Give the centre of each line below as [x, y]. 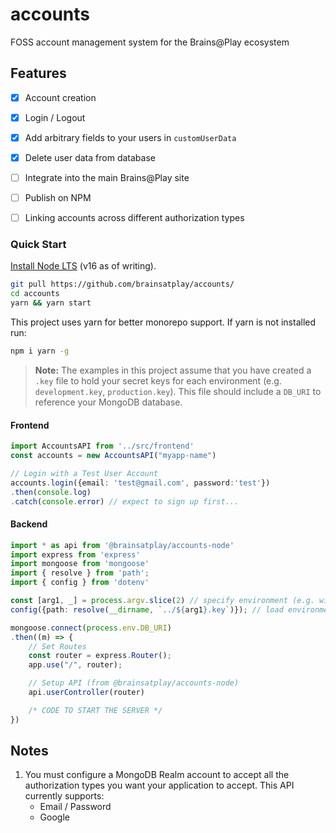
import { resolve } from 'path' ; [80, 573]
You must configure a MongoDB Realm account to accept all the [157, 775]
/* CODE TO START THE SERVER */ [95, 710]
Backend [29, 524]
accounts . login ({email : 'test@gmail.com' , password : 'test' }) [140, 483]
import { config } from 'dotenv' [80, 583]
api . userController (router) [86, 693]
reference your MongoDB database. [108, 402]
